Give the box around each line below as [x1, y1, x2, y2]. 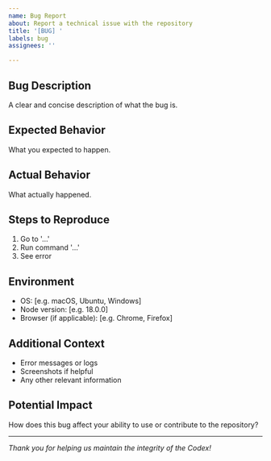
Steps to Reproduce [8, 213, 110, 226]
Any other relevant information [19, 376, 122, 384]
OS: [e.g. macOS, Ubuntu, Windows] [19, 296, 142, 306]
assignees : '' [8, 42, 56, 50]
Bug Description [8, 78, 91, 93]
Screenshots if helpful [19, 367, 94, 376]
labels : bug [8, 34, 48, 43]
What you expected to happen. [8, 144, 111, 154]
